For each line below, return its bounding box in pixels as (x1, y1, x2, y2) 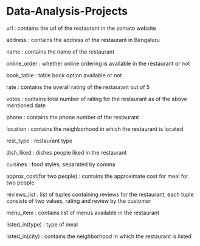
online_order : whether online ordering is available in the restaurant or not (6, 60, 190, 67)
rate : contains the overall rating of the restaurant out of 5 (6, 83, 150, 91)
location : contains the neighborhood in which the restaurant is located (6, 125, 184, 132)
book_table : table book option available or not (6, 71, 122, 79)
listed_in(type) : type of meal (6, 220, 78, 228)
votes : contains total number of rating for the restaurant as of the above (6, 95, 187, 102)
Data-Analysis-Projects (6, 4, 128, 18)
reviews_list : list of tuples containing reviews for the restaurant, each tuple (6, 191, 194, 198)
